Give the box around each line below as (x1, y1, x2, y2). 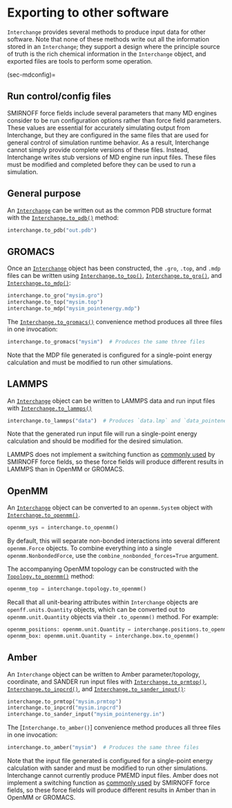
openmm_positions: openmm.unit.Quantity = (7, 626, 131, 633)
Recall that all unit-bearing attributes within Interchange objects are (7, 598, 199, 606)
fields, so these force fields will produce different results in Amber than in (7, 786, 216, 794)
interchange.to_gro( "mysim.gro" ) (7, 292, 104, 299)
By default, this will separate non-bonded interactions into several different (7, 537, 220, 545)
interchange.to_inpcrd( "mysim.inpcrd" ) (7, 704, 122, 711)
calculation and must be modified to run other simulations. (7, 358, 173, 366)
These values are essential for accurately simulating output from (7, 123, 191, 132)
